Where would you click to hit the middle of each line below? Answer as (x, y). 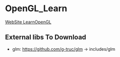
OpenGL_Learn (36, 9)
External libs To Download (46, 37)
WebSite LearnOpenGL (28, 22)
